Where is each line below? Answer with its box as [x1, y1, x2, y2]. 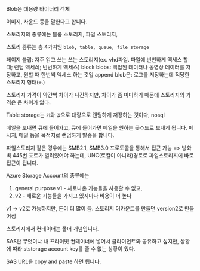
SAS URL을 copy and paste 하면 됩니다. [6, 258, 101, 265]
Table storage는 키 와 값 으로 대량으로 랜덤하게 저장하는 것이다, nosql [6, 111, 165, 118]
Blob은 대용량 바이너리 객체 [6, 5, 70, 12]
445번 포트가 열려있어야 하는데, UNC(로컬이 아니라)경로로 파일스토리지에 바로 [12, 152, 194, 159]
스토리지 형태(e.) [6, 78, 45, 86]
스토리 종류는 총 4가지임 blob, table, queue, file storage [6, 44, 149, 50]
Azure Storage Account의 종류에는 [6, 172, 90, 179]
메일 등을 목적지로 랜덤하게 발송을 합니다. [19, 132, 115, 139]
